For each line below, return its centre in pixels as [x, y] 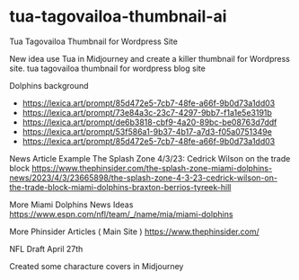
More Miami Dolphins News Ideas [71, 205]
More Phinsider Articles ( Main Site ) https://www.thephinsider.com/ [134, 232]
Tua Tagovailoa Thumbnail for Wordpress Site [93, 41]
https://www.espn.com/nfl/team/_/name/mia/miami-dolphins [121, 214]
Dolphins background [49, 85]
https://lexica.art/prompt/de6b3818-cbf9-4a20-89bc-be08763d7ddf [149, 122]
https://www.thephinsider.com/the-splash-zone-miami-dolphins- [151, 168]
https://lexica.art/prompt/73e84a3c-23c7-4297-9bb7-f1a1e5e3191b [147, 112]
